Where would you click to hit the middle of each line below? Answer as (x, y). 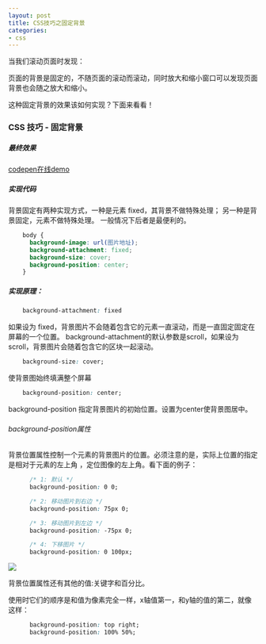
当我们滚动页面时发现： (46, 61)
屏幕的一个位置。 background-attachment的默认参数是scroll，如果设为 (123, 337)
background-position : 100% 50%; (82, 632)
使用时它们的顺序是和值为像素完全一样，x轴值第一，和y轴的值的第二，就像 (130, 600)
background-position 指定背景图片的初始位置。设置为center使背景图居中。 (130, 408)
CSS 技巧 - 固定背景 (46, 128)
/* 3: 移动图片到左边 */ (66, 523)
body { (33, 236)
